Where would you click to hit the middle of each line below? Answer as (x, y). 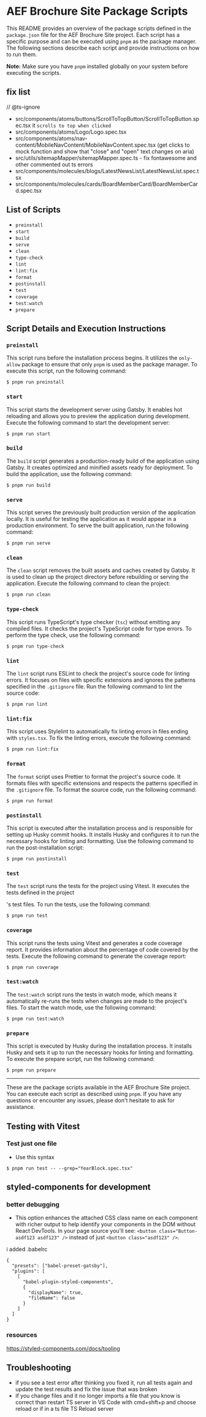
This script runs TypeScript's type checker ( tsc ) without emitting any (93, 622)
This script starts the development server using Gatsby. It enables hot (94, 409)
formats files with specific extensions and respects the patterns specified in (102, 783)
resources (22, 1335)
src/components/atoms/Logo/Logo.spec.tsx (71, 132)
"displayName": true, (56, 1293)
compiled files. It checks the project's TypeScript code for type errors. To (99, 628)
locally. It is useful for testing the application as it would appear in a (91, 519)
